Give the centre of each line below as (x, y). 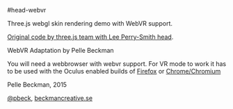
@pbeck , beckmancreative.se (50, 98)
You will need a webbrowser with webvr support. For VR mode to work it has (117, 64)
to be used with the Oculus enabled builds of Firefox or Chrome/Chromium (114, 71)
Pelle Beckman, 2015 (37, 85)
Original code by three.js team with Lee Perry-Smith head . (90, 37)
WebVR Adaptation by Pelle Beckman (61, 50)
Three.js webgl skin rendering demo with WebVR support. (90, 23)
